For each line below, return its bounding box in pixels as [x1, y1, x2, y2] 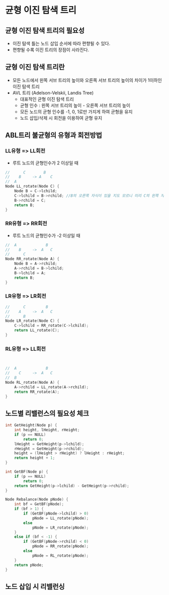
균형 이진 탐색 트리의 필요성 [5, 26, 84, 35]
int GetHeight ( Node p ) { [5, 423, 57, 428]
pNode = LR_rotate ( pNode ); [32, 525, 89, 530]
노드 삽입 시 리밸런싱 [5, 582, 65, 591]
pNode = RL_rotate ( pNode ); [32, 553, 89, 558]
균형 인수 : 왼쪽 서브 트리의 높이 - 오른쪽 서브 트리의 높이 [20, 102, 131, 108]
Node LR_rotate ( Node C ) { [5, 318, 59, 323]
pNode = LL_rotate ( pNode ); [32, 516, 89, 521]
